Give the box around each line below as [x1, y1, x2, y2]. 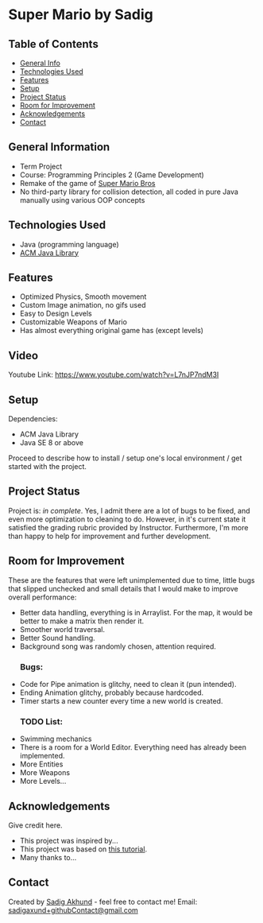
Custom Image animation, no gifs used [19, 301, 146, 310]
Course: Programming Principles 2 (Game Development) [19, 169, 204, 180]
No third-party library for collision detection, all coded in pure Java [19, 187, 238, 196]
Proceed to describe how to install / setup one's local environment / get [8, 453, 242, 463]
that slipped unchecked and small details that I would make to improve [8, 584, 238, 593]
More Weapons [19, 768, 70, 778]
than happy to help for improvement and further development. [8, 531, 211, 541]
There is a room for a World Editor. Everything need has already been [19, 743, 246, 752]
